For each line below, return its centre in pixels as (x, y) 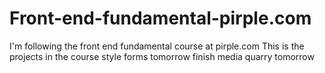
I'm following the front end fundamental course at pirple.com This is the (157, 46)
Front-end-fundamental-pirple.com (160, 18)
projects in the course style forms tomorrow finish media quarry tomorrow (162, 56)
